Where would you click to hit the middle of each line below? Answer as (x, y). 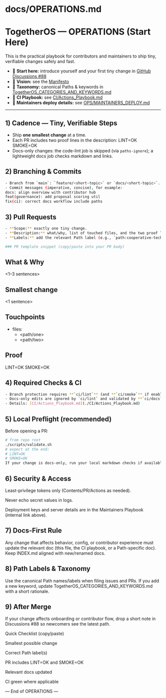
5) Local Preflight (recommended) (59, 419)
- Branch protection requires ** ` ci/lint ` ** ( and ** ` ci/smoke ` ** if (77, 394)
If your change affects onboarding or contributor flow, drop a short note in (80, 619)
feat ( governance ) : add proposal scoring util (53, 197)
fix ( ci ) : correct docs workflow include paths (54, 202)
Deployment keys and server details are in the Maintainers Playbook (74, 510)
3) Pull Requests (31, 217)
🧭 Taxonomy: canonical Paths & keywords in (58, 87)
